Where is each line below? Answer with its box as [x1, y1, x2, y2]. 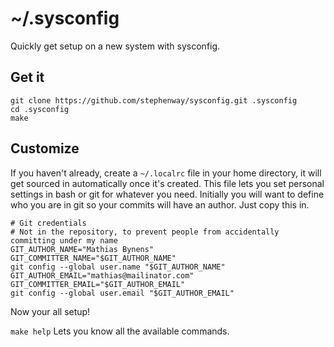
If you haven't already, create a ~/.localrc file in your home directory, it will [10, 167, 322, 179]
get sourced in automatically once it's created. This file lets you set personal [10, 177, 325, 189]
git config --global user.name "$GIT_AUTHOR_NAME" [10, 262, 226, 272]
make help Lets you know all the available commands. [10, 325, 230, 337]
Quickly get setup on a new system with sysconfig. [10, 40, 221, 52]
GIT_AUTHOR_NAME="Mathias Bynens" [10, 244, 155, 254]
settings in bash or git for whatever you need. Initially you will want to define [10, 188, 325, 200]
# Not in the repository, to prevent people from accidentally [10, 227, 280, 237]
